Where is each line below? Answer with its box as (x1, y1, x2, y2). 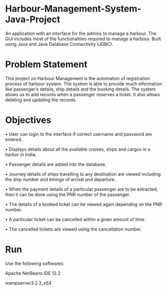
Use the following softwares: (5, 260, 64, 266)
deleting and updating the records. (5, 97, 77, 103)
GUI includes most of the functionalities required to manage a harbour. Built (5, 36, 161, 42)
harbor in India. (5, 152, 37, 158)
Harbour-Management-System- (5, 3, 141, 15)
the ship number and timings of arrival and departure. (5, 176, 116, 182)
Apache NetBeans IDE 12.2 (5, 270, 61, 276)
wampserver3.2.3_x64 (5, 280, 52, 286)
